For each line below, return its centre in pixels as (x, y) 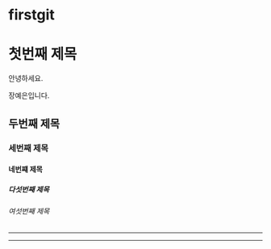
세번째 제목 (29, 149)
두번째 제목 (34, 123)
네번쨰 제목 (25, 169)
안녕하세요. (26, 78)
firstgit (31, 15)
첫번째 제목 (43, 55)
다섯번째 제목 (29, 189)
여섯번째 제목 (29, 211)
